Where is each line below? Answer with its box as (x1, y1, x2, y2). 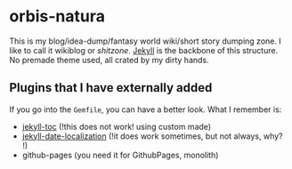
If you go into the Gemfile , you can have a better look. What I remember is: (9, 104, 282, 115)
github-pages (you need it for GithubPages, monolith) (21, 149, 219, 160)
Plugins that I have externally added (9, 80, 213, 95)
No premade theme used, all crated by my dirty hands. (9, 54, 209, 65)
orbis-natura (9, 6, 105, 27)
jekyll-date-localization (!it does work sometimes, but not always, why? (21, 131, 283, 141)
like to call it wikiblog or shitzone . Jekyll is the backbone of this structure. (9, 44, 279, 55)
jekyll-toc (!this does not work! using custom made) (21, 121, 212, 132)
